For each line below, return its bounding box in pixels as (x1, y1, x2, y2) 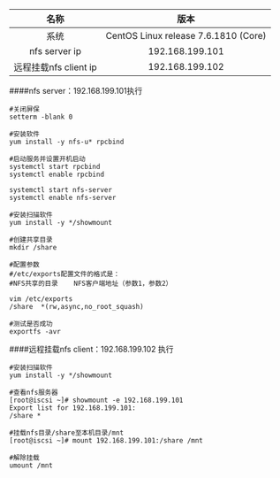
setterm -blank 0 (9, 112, 73, 121)
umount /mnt (9, 461, 53, 470)
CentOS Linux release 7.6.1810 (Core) (105, 30, 267, 42)
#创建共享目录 (9, 235, 53, 244)
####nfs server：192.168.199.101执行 (9, 86, 143, 96)
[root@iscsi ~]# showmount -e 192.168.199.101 (9, 396, 184, 405)
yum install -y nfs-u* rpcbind (9, 137, 125, 146)
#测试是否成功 (9, 320, 53, 328)
